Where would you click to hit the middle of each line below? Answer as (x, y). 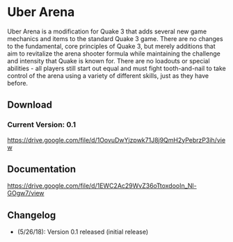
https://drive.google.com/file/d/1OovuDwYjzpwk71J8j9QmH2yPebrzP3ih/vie (116, 140)
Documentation (42, 169)
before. (18, 83)
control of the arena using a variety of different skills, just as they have (108, 75)
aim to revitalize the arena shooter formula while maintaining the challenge (114, 54)
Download (30, 105)
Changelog (32, 215)
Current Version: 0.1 (42, 124)
